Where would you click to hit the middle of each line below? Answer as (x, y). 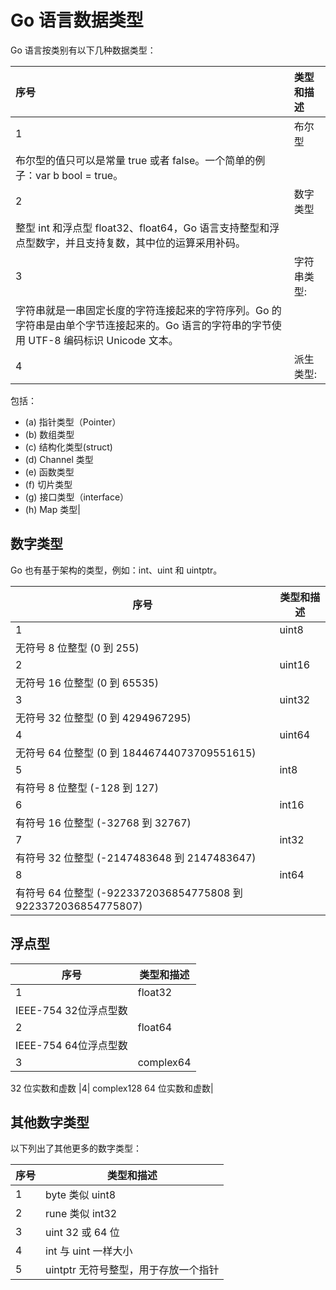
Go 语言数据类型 (77, 20)
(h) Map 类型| (52, 509)
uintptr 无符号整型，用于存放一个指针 (132, 1270)
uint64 (295, 734)
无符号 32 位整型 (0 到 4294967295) (103, 718)
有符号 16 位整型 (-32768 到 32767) (103, 823)
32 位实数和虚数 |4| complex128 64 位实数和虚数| (112, 1088)
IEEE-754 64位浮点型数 (71, 1045)
